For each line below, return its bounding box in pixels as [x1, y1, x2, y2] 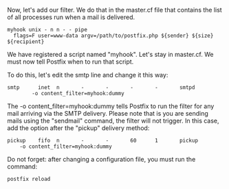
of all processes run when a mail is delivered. [7, 13, 135, 21]
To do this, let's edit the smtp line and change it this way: [7, 71, 168, 79]
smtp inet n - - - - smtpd [7, 84, 195, 91]
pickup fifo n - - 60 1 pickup [7, 137, 198, 144]
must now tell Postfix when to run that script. [7, 58, 134, 66]
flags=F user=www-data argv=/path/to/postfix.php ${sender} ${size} [13, 32, 214, 39]
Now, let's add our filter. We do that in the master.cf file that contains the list [7, 6, 222, 14]
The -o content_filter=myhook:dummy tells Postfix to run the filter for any [7, 102, 215, 110]
